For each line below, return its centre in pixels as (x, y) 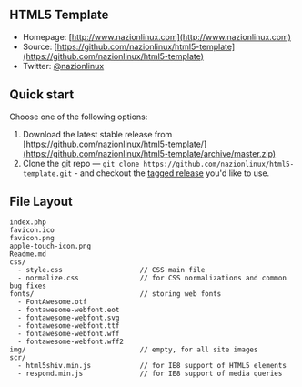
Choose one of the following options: (79, 117)
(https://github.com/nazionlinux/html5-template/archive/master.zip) (149, 153)
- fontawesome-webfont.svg (69, 318)
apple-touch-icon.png (50, 246)
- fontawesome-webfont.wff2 (71, 342)
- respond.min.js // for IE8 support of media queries (150, 374)
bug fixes (28, 286)
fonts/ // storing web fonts (116, 294)
